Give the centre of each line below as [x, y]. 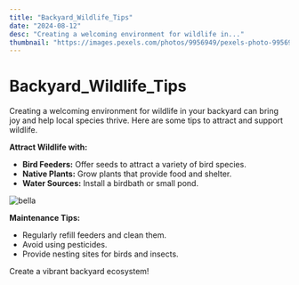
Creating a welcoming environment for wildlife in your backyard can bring [144, 111]
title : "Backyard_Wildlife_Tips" [71, 17]
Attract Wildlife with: [48, 147]
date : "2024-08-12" [45, 26]
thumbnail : [29, 42]
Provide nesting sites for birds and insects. [101, 254]
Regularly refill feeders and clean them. [94, 235]
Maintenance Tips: [44, 218]
